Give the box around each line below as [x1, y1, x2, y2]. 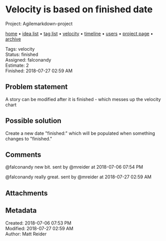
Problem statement [5, 83, 68, 91]
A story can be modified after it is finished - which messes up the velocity [5, 96, 161, 102]
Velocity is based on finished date [5, 4, 153, 15]
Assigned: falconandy [5, 56, 51, 63]
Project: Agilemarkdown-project [5, 21, 73, 27]
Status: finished [5, 51, 38, 57]
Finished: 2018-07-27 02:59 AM [5, 68, 73, 74]
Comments [5, 150, 42, 159]
